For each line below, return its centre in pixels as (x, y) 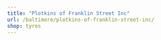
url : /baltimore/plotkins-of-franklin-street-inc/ (81, 20)
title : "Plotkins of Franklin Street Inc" (69, 13)
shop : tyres (24, 26)
